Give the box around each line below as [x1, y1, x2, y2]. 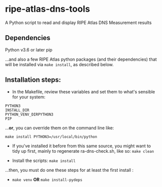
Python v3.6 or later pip [5, 47, 53, 52]
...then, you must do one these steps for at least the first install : [5, 167, 134, 173]
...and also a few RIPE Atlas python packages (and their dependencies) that [5, 56, 157, 62]
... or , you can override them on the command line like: [5, 125, 114, 131]
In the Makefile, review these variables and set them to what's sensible [12, 89, 155, 94]
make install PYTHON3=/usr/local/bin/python [5, 134, 97, 139]
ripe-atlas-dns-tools [5, 3, 91, 15]
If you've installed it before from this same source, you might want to [12, 143, 151, 149]
